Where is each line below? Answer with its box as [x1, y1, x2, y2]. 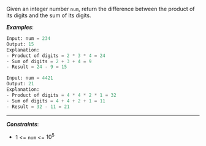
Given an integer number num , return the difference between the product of [6, 6, 195, 12]
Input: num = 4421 [6, 75, 53, 82]
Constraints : [6, 120, 39, 128]
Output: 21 [6, 81, 34, 87]
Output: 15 [6, 41, 34, 47]
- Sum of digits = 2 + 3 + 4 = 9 [6, 58, 92, 64]
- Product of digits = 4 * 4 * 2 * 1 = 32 [6, 92, 116, 98]
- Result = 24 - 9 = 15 [6, 64, 67, 70]
